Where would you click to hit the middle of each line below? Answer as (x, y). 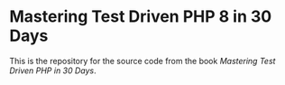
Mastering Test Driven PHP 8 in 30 (141, 17)
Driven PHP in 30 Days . (53, 71)
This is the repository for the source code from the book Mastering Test (142, 61)
